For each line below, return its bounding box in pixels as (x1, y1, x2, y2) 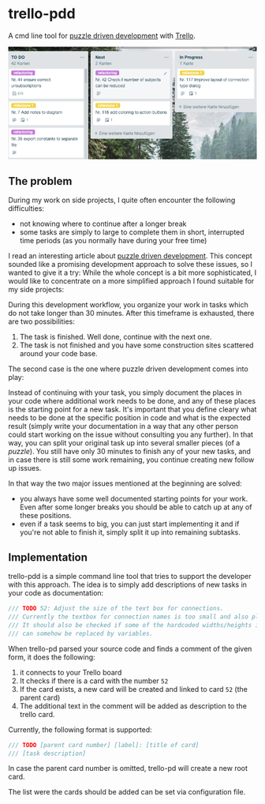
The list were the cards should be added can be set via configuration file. (8, 787, 246, 797)
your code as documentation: (8, 588, 104, 598)
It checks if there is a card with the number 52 (19, 676, 169, 686)
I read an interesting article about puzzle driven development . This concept (8, 251, 252, 261)
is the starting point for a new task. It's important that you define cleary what (8, 404, 257, 415)
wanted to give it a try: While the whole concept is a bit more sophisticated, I (8, 268, 257, 277)
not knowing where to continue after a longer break (19, 219, 187, 229)
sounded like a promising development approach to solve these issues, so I (8, 260, 252, 269)
